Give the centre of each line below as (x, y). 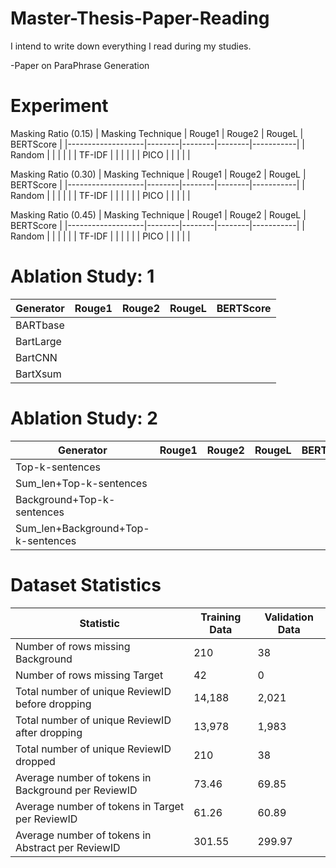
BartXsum (38, 374)
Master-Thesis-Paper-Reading (140, 18)
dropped (35, 761)
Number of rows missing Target (89, 675)
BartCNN (36, 357)
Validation (289, 617)
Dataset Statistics (86, 584)
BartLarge (38, 341)
